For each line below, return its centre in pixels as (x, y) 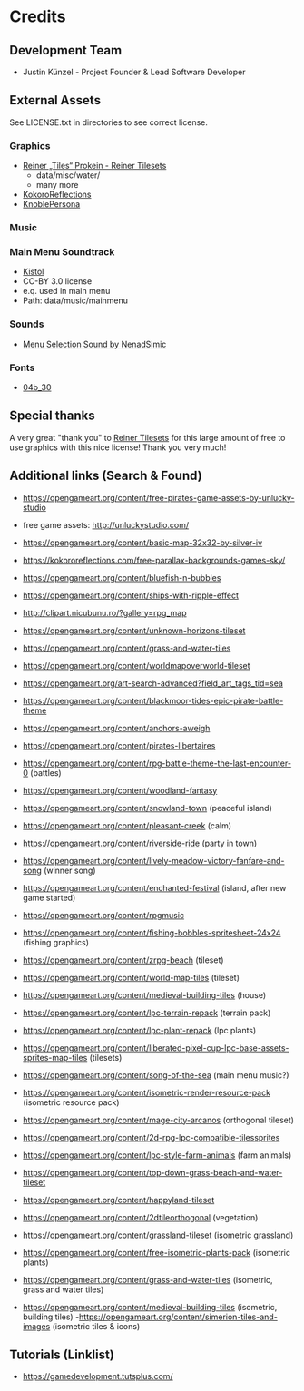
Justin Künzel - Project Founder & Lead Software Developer (134, 72)
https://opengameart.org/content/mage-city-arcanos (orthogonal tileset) (158, 1120)
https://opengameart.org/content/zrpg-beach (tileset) (123, 960)
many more (57, 185)
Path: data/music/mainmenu (75, 300)
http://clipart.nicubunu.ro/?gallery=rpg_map (105, 612)
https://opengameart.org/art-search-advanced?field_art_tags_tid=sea (153, 683)
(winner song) (70, 870)
